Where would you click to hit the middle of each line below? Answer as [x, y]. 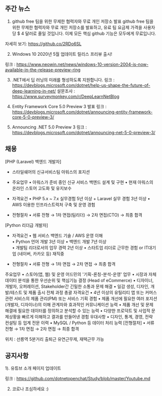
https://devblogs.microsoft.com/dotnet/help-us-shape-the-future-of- [81, 85]
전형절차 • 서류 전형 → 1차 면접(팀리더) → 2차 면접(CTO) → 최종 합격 [77, 215]
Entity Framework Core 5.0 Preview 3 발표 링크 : [59, 106]
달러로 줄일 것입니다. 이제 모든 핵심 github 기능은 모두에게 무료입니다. [90, 33]
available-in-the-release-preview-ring [43, 70]
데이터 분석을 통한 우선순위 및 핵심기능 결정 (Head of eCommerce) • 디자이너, [79, 280]
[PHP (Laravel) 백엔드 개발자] [33, 161]
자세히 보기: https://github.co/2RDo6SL [43, 44]
